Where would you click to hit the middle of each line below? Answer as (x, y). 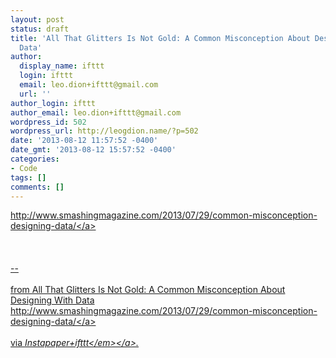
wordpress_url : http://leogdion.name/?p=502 (104, 131)
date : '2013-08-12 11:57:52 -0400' (84, 141)
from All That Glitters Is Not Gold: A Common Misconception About (148, 290)
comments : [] (37, 187)
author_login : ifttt (53, 103)
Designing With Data (52, 300)
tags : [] (28, 177)
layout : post (37, 19)
